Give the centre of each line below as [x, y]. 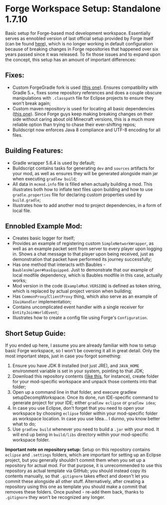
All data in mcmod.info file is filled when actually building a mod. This [82, 184]
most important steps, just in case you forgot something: [63, 356]
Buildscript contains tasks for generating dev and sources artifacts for [83, 168]
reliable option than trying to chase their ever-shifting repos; [74, 124]
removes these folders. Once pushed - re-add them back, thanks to [75, 492]
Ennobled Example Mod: [44, 226]
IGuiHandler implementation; [42, 302]
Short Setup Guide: [35, 333]
